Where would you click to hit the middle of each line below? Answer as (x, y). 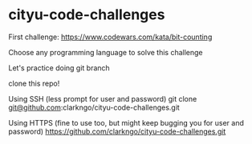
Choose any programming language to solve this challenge (106, 52)
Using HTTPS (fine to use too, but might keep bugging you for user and (126, 122)
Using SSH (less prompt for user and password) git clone (103, 98)
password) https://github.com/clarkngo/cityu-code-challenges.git (117, 131)
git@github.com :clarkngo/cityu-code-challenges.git (94, 107)
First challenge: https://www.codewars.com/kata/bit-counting (110, 37)
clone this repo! (34, 83)
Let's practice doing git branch (59, 68)
